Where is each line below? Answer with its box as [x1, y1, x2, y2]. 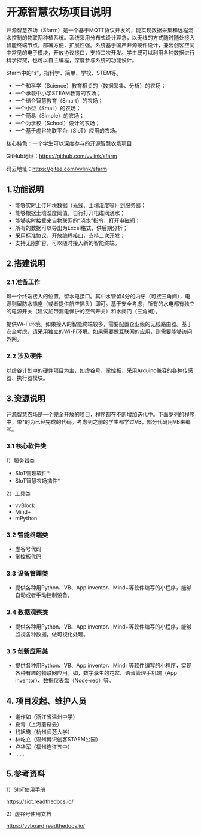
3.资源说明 [6, 394, 46, 404]
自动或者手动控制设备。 [14, 592, 73, 599]
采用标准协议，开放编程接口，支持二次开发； [14, 232, 126, 239]
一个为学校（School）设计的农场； [14, 119, 100, 127]
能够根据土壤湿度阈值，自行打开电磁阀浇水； [14, 209, 126, 216]
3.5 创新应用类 [6, 647, 48, 655]
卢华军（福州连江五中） [14, 743, 73, 750]
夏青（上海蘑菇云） [14, 720, 63, 728]
